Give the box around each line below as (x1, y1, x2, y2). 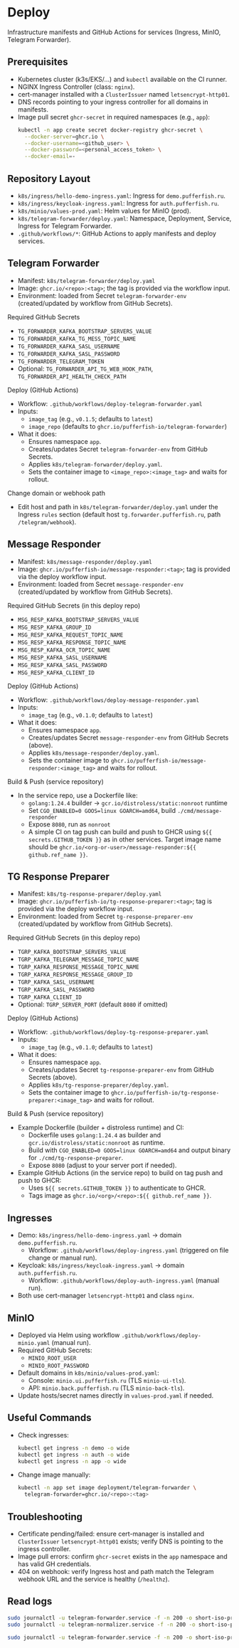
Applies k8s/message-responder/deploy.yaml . (28, 748, 159, 757)
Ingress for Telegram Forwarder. (17, 221, 112, 230)
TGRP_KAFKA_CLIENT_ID (17, 994, 82, 1001)
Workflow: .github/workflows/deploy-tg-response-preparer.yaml (17, 1028, 209, 1036)
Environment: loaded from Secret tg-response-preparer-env (17, 912, 193, 921)
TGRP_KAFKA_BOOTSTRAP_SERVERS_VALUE (17, 949, 127, 956)
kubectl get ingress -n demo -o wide (17, 1445, 130, 1452)
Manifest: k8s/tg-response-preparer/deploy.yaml (17, 890, 162, 898)
